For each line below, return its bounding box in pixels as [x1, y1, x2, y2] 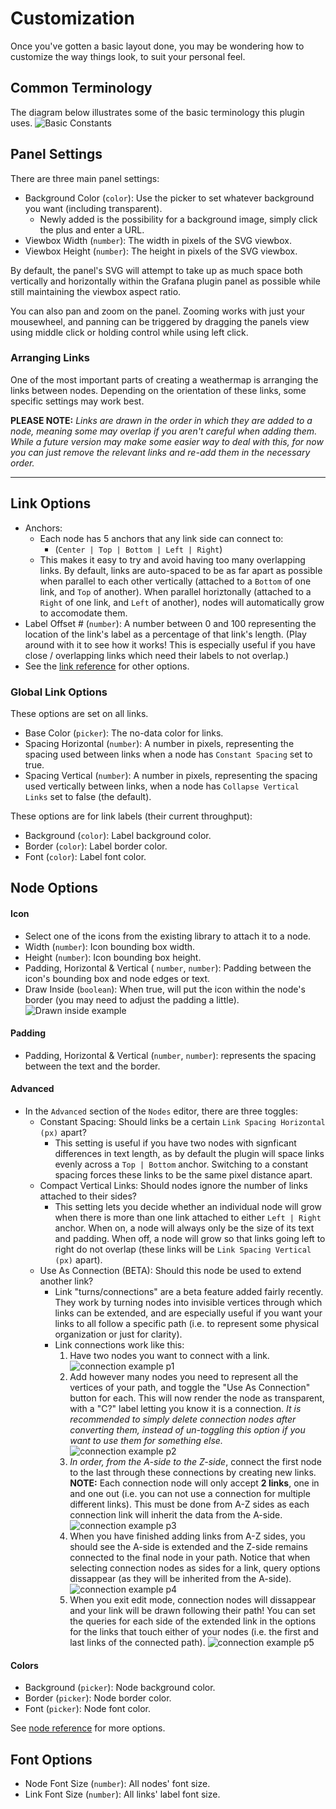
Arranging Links [10, 351, 90, 365]
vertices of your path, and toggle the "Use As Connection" [69, 1381, 311, 1393]
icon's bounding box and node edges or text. [24, 972, 211, 984]
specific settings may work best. [10, 395, 145, 407]
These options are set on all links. [10, 707, 149, 719]
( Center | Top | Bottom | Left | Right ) [54, 543, 223, 555]
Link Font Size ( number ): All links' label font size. [24, 1788, 221, 1800]
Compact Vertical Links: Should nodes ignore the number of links [39, 1179, 308, 1191]
